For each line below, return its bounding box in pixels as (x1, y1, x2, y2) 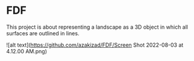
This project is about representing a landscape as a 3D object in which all (6, 23, 189, 30)
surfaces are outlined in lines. (6, 29, 80, 36)
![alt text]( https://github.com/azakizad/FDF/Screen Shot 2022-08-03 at (6, 41, 184, 48)
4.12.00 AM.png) (6, 47, 47, 54)
